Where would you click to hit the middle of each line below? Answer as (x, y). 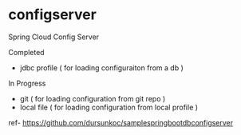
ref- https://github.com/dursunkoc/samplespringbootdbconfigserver (121, 122)
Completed (27, 52)
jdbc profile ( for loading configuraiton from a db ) (101, 67)
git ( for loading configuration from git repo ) (93, 98)
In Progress (27, 83)
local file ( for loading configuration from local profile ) (109, 107)
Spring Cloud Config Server (54, 37)
